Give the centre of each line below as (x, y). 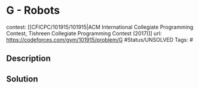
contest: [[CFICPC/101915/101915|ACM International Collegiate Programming (100, 27)
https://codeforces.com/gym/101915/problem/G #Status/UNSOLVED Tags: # (99, 40)
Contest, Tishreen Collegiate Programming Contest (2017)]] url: (84, 33)
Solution (22, 79)
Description (28, 58)
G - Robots (33, 10)
